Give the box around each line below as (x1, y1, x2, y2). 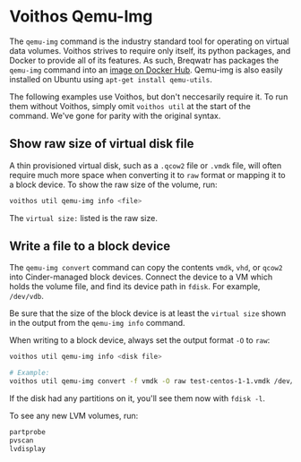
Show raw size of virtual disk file (9, 136, 194, 151)
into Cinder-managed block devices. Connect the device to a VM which (9, 271, 273, 283)
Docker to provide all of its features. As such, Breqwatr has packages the (9, 55, 279, 65)
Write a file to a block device (9, 239, 171, 254)
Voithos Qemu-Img (9, 6, 153, 27)
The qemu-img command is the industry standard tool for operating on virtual (9, 36, 289, 47)
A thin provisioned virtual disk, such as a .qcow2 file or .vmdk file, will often (9, 159, 282, 171)
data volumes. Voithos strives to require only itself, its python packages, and (9, 45, 291, 56)
